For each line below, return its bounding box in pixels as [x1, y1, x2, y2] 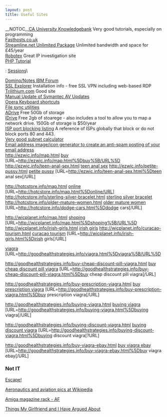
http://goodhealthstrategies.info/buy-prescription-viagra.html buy [5, 281, 141, 287]
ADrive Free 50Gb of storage [5, 109, 65, 116]
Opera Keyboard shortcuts [5, 98, 60, 105]
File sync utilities [5, 104, 40, 110]
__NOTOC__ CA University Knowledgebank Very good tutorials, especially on [5, 26, 162, 32]
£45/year [5, 47, 24, 53]
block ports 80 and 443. [5, 131, 55, 137]
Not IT [5, 365, 20, 372]
